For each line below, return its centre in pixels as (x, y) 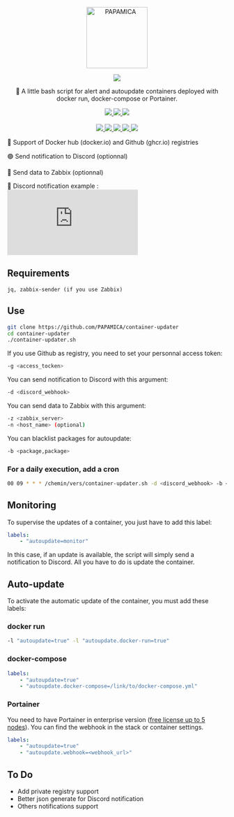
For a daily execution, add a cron (63, 469)
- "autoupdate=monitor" (54, 542)
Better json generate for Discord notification (80, 799)
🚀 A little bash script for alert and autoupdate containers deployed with (117, 91)
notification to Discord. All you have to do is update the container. (101, 562)
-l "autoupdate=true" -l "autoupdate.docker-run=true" (88, 641)
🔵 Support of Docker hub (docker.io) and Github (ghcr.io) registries (103, 142)
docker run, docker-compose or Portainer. (117, 99)
